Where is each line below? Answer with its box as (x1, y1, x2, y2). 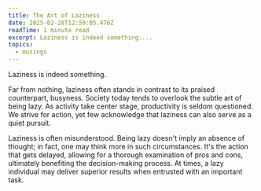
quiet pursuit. (8, 119, 51, 127)
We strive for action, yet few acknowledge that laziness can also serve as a (8, 110, 252, 119)
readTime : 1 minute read (8, 26, 90, 34)
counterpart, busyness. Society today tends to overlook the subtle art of (8, 94, 242, 102)
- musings (15, 48, 47, 56)
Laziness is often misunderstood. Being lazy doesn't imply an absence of (8, 134, 245, 142)
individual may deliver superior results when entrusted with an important (8, 167, 243, 176)
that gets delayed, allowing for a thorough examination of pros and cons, (8, 150, 244, 160)
